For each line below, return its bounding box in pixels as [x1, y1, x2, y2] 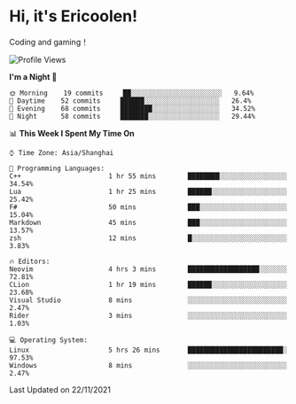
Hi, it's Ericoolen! [9, 6, 138, 27]
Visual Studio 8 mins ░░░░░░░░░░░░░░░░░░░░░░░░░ [9, 295, 288, 305]
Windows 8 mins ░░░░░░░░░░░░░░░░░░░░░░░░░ [9, 361, 288, 369]
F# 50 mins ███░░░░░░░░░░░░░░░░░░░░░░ [9, 202, 288, 212]
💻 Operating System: [9, 335, 89, 345]
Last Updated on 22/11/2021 [9, 384, 111, 395]
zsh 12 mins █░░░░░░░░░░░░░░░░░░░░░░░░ [9, 233, 288, 243]
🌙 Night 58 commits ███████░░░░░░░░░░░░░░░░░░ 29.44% [9, 112, 255, 120]
